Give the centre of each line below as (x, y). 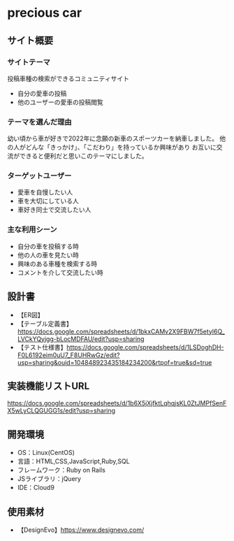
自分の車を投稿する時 (48, 246)
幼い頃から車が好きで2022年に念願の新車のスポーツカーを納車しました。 (113, 138)
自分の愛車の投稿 (42, 93)
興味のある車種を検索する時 (57, 264)
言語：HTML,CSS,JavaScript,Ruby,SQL (74, 461)
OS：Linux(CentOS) (46, 453)
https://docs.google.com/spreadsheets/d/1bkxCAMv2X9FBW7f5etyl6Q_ (121, 331)
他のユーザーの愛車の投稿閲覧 (60, 102)
